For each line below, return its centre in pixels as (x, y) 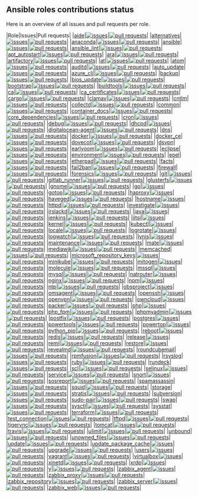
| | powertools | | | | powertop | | (117, 324)
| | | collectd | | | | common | (104, 104)
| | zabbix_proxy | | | (94, 475)
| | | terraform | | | (93, 412)
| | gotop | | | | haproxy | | (109, 192)
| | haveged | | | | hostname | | (115, 199)
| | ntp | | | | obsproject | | (109, 287)
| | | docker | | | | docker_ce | (105, 136)
